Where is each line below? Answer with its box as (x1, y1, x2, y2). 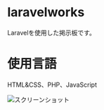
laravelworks (7, 4, 85, 20)
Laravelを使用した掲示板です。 (7, 28, 96, 37)
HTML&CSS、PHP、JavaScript (7, 80, 97, 89)
